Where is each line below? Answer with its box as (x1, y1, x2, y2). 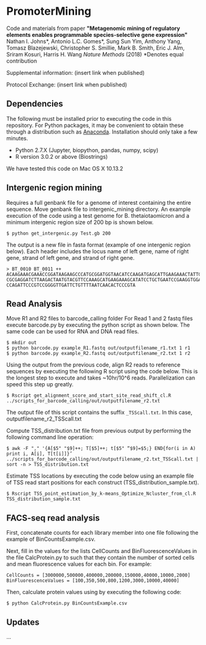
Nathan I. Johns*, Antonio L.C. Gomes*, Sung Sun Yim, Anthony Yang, (6, 37, 182, 45)
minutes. (6, 134, 29, 142)
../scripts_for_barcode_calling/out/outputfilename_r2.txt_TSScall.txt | (6, 456, 199, 462)
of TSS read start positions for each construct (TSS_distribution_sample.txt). (6, 479, 199, 486)
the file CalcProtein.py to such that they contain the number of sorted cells (6, 554, 195, 562)
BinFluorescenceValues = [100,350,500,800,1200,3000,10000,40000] (6, 578, 180, 584)
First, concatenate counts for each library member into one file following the (6, 529, 199, 536)
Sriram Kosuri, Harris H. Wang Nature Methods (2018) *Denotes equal (6, 50, 184, 58)
